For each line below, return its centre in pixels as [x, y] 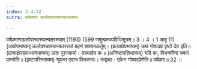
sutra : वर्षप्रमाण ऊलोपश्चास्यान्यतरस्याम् [42, 17]
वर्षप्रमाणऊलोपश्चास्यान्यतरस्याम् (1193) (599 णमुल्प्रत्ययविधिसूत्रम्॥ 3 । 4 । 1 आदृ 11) [91, 39]
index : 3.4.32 [24, 12]
